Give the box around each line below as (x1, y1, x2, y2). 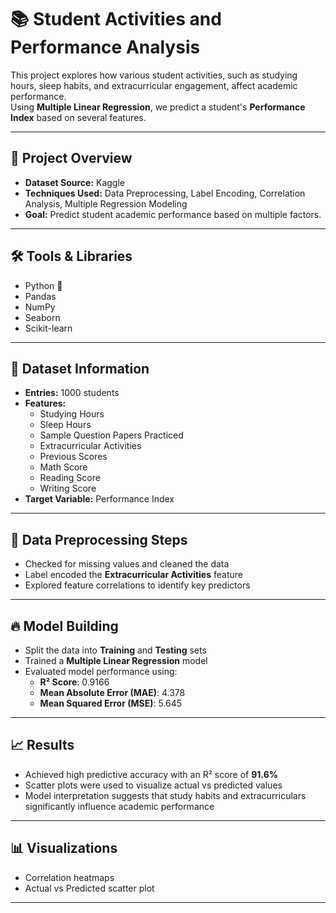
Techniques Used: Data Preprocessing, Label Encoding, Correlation (24, 187, 306, 199)
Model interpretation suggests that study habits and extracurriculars (24, 789, 307, 801)
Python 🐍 (24, 279, 63, 291)
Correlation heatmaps (24, 871, 115, 883)
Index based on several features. (10, 111, 147, 123)
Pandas (24, 290, 57, 302)
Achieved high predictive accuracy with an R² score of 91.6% (24, 768, 278, 780)
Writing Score (39, 482, 97, 495)
